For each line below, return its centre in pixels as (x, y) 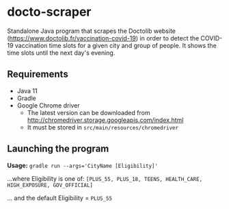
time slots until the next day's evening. (61, 53)
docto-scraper (49, 12)
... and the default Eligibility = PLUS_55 (60, 198)
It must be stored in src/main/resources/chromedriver (103, 127)
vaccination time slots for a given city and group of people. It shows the (116, 45)
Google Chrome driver (48, 105)
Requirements (38, 74)
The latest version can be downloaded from (89, 112)
